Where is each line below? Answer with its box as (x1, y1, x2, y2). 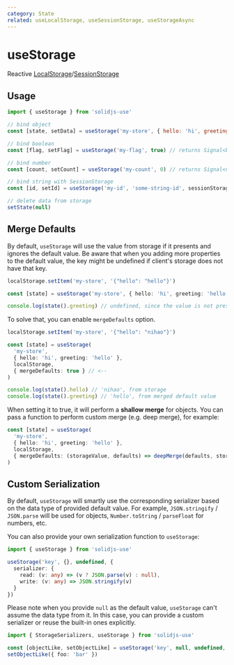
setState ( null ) (7, 204, 52, 211)
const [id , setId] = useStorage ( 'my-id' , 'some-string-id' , (7, 185, 186, 192)
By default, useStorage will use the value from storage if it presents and (7, 241, 211, 250)
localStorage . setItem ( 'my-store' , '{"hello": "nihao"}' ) (7, 329, 176, 336)
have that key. (7, 264, 47, 272)
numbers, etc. (7, 519, 47, 528)
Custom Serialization (7, 478, 100, 490)
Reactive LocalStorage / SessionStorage (7, 70, 120, 78)
